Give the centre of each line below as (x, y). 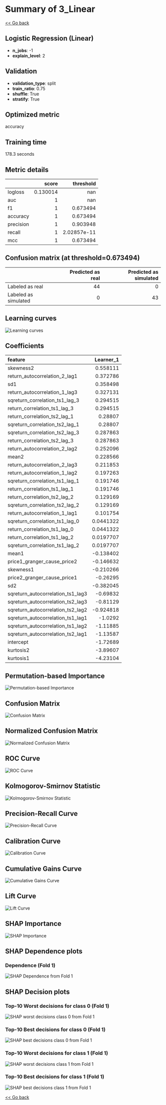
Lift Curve (21, 896)
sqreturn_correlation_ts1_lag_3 (43, 400)
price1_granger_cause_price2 (42, 561)
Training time (26, 142)
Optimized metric (33, 114)
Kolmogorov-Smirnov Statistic (53, 786)
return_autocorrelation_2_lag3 (42, 465)
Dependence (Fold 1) (30, 965)
